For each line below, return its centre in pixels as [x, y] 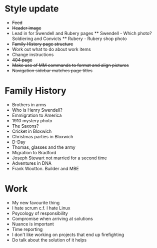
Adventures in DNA [32, 163]
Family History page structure [42, 44]
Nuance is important [33, 224]
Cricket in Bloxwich [32, 131]
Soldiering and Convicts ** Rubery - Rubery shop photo [69, 39]
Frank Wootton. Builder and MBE [45, 168]
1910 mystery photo [32, 120]
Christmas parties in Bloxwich [42, 136]
